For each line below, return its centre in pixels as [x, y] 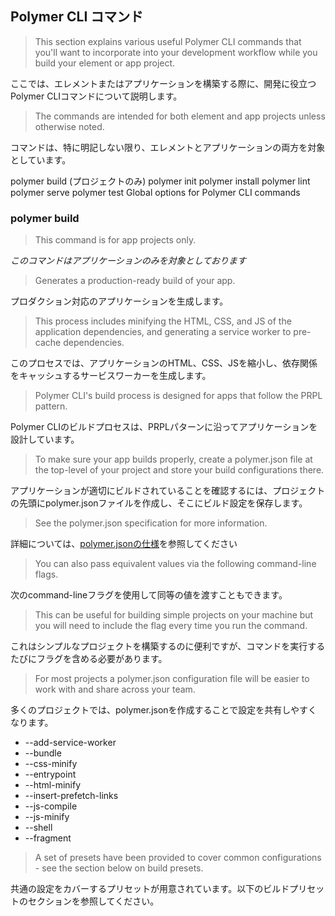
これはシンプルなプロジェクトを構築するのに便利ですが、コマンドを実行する [168, 646]
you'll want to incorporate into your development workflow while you [176, 52]
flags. [46, 574]
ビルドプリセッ [294, 889]
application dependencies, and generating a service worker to [163, 332]
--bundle [43, 753]
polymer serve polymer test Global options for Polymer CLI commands [155, 192]
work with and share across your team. [115, 689]
